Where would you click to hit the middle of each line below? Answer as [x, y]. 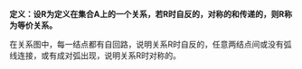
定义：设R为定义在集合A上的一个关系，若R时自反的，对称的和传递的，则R [147, 14]
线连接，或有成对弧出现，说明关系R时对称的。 [95, 56]
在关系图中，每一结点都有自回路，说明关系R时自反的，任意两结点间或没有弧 [151, 44]
